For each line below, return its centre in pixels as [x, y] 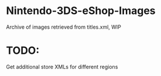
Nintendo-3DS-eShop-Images [81, 11]
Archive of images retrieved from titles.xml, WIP [64, 27]
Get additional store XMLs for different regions [62, 67]
